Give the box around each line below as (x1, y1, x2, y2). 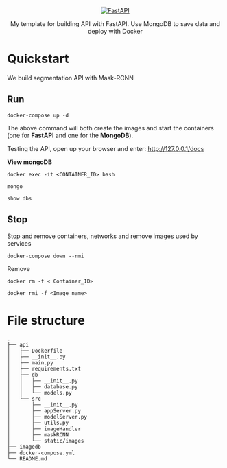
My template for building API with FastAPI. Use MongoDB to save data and (10, 20, 221, 27)
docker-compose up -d (7, 112, 69, 119)
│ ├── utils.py (7, 419, 69, 426)
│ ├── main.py (7, 359, 53, 366)
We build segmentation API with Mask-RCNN (7, 73, 134, 82)
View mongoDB (7, 158, 53, 166)
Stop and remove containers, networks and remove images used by (7, 232, 199, 240)
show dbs (7, 195, 32, 202)
